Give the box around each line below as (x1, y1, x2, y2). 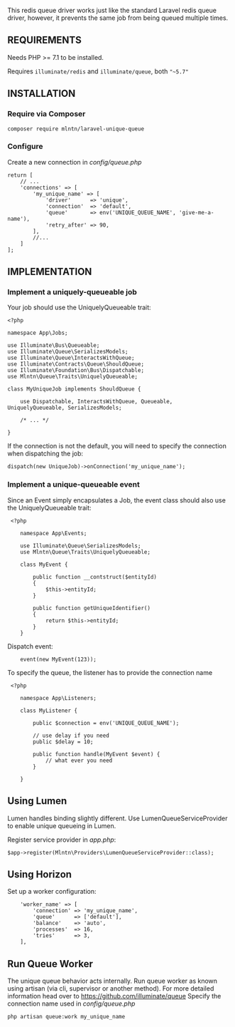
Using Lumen (7, 795, 67, 807)
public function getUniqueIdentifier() (33, 604, 151, 611)
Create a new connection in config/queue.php (7, 158, 142, 166)
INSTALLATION (7, 88, 76, 100)
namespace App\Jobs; (7, 329, 69, 337)
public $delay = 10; (33, 738, 94, 745)
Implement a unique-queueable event (7, 480, 140, 490)
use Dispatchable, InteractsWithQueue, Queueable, (20, 398, 173, 406)
